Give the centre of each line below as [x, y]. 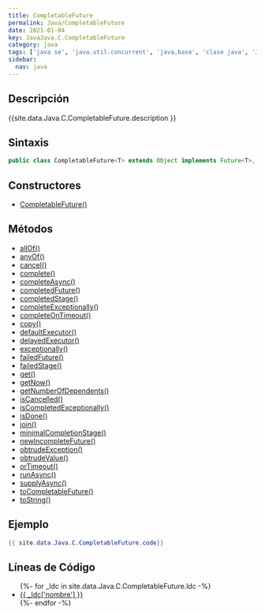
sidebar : [22, 60]
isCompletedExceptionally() [64, 407]
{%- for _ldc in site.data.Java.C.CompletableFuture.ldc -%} [115, 586]
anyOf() [32, 256]
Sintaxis [29, 142]
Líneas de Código [52, 567]
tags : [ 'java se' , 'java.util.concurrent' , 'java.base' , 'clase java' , [128, 52]
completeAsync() [48, 282]
